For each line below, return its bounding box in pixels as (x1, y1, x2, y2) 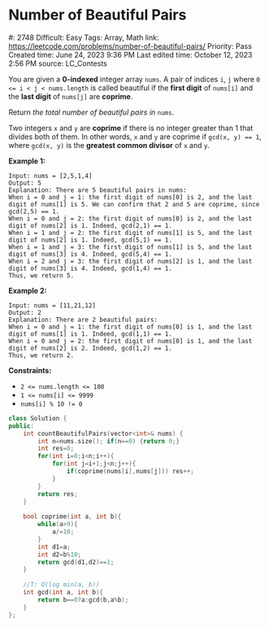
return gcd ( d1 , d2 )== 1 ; (37, 558, 115, 566)
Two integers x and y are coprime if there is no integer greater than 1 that (8, 123, 254, 133)
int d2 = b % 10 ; (37, 551, 82, 559)
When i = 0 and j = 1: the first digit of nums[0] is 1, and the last (8, 323, 253, 331)
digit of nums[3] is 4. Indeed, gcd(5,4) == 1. (8, 250, 173, 258)
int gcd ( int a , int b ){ (23, 588, 104, 597)
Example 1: (8, 156, 46, 166)
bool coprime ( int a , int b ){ (23, 512, 122, 521)
